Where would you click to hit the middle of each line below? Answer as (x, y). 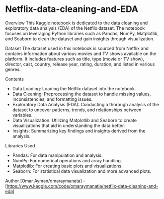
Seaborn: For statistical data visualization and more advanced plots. (82, 171)
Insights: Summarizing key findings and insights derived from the (79, 131)
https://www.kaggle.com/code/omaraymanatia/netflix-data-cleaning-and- (82, 186)
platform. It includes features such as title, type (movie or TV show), (75, 59)
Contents (14, 79)
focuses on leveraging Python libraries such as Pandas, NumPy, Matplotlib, (82, 33)
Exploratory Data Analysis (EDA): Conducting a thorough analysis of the (86, 104)
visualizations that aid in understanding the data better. (69, 126)
